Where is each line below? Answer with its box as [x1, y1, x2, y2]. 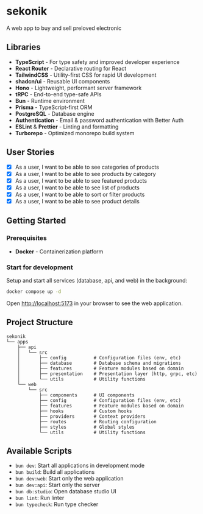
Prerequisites [6, 234, 47, 242]
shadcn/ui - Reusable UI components [15, 77, 110, 85]
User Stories [6, 147, 55, 158]
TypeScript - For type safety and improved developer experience [15, 58, 180, 65]
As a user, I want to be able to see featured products [15, 177, 148, 184]
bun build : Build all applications [15, 468, 95, 476]
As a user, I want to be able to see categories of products [15, 163, 160, 171]
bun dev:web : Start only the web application [15, 475, 124, 482]
